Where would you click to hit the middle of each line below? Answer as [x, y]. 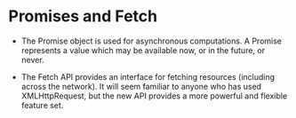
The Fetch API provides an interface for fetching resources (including [148, 76]
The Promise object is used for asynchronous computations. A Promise [151, 41]
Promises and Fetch [83, 16]
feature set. [42, 105]
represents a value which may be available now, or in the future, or [143, 50]
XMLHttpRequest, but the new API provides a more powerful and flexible [154, 96]
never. [33, 59]
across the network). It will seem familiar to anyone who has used [141, 86]
